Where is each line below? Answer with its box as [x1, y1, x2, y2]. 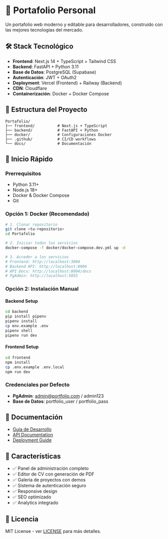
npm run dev [5, 369, 30, 374]
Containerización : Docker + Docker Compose [12, 90, 109, 97]
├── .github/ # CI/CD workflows [5, 137, 96, 142]
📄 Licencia [5, 515, 39, 523]
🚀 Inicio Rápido [5, 154, 53, 163]
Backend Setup [5, 298, 38, 304]
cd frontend [5, 355, 30, 360]
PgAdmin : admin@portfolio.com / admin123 [12, 393, 104, 399]
